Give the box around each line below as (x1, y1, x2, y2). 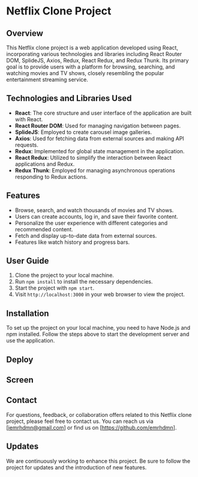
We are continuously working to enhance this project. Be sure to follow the (6, 457, 191, 464)
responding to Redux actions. (14, 173, 88, 180)
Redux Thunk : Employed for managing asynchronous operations (14, 166, 175, 174)
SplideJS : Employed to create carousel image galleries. (14, 128, 152, 136)
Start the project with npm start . (14, 284, 95, 292)
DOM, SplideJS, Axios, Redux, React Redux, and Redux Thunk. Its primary (6, 57, 189, 64)
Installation (6, 308, 49, 318)
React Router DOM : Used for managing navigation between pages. (14, 122, 181, 129)
